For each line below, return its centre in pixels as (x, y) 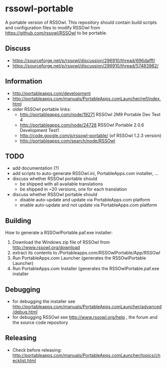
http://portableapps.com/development (51, 93)
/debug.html (25, 312)
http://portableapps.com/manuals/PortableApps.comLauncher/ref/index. (86, 98)
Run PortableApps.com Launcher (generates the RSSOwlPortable (79, 258)
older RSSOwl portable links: (42, 109)
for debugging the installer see (44, 301)
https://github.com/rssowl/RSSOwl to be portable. (56, 33)
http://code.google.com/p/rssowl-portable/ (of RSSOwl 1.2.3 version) (90, 135)
